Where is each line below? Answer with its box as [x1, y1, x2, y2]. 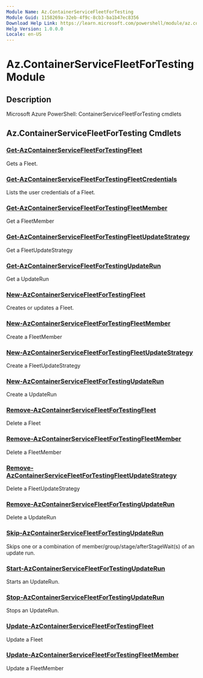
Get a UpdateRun [6, 275, 50, 282]
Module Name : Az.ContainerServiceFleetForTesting [6, 8, 134, 15]
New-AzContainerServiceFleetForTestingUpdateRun [6, 377, 164, 385]
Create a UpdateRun [6, 391, 57, 398]
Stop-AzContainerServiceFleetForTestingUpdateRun [6, 593, 165, 601]
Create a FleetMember [6, 333, 62, 340]
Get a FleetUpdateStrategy [6, 246, 73, 254]
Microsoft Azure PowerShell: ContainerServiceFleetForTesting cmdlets [6, 110, 182, 118]
